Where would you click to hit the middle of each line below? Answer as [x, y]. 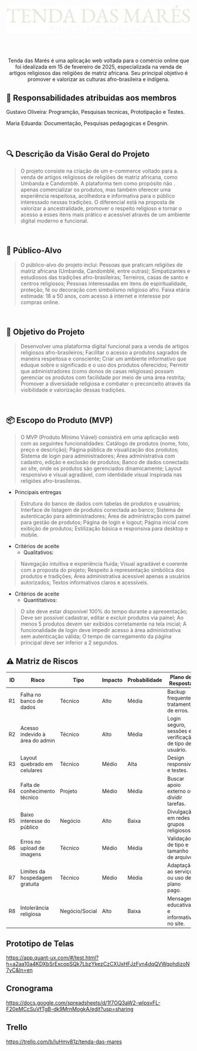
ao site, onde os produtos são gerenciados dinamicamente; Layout [101, 468]
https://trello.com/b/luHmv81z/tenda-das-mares [64, 1042]
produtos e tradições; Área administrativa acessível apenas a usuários [105, 576]
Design [176, 758]
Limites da [33, 871]
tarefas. [176, 803]
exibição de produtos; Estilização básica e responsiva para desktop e [104, 529]
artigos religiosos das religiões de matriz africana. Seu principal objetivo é [98, 73]
